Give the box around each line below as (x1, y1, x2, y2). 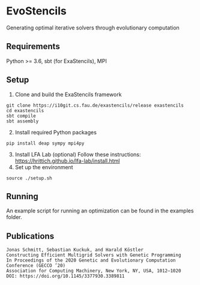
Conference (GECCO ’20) (6, 263, 66, 269)
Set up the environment (14, 163, 73, 170)
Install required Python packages (14, 128, 97, 136)
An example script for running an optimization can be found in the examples (6, 207, 194, 214)
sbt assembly (6, 118, 39, 124)
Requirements (6, 41, 60, 52)
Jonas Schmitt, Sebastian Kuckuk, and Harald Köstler (6, 247, 144, 253)
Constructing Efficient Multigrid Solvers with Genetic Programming (6, 252, 181, 259)
